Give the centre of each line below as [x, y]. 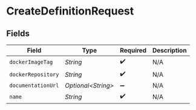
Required [133, 50]
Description [169, 50]
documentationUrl [34, 86]
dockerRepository [34, 74]
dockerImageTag [31, 62]
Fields [18, 34]
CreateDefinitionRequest [70, 11]
